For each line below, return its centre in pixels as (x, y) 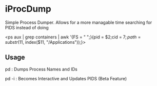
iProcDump (28, 9)
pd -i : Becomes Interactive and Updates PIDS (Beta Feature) (66, 78)
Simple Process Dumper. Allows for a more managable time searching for (78, 22)
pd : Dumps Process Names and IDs (41, 69)
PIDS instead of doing (27, 27)
